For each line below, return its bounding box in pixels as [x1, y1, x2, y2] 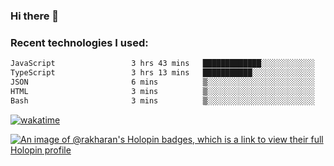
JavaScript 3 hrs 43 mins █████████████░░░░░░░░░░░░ [10, 59, 315, 69]
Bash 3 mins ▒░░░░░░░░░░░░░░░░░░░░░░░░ [10, 95, 315, 106]
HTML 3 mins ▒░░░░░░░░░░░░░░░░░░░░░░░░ [10, 86, 315, 96]
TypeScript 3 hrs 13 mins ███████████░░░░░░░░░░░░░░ [10, 68, 315, 78]
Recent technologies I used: [10, 35, 149, 49]
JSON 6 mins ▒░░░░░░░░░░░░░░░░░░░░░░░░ [10, 77, 315, 87]
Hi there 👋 [10, 9, 60, 23]
